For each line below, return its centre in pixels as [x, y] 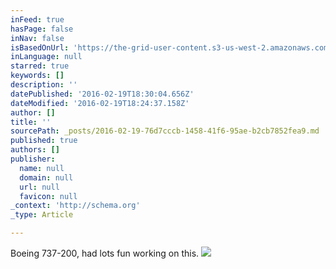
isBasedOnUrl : [40, 47]
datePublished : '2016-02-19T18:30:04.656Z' [102, 94]
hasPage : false [42, 29]
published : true [44, 141]
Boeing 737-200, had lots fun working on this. [105, 253]
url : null [39, 187]
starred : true [40, 66]
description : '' [44, 85]
